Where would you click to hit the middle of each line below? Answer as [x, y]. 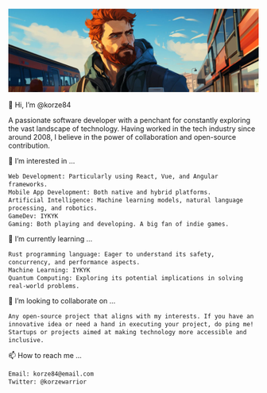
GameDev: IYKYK [33, 216]
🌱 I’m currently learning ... [50, 238]
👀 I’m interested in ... [42, 160]
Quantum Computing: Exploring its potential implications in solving [126, 278]
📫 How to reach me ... [45, 355]
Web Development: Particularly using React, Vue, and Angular [113, 176]
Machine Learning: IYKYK [49, 270]
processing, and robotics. [53, 208]
